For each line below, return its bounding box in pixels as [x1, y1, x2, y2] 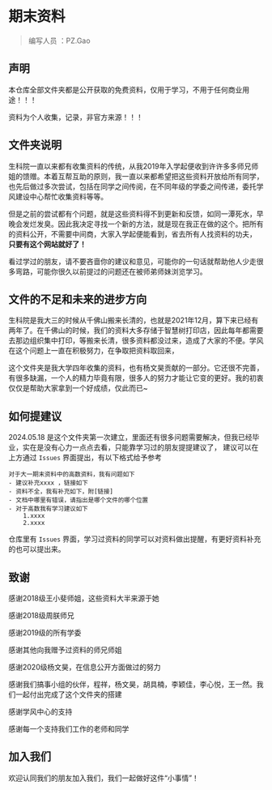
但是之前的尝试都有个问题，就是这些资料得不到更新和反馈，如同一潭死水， [8, 208, 257, 219]
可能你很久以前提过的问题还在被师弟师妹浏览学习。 [36, 267, 207, 276]
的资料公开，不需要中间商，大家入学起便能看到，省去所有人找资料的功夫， [8, 228, 257, 239]
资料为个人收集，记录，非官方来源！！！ [8, 112, 143, 122]
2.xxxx [23, 519, 45, 527]
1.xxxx [23, 512, 45, 520]
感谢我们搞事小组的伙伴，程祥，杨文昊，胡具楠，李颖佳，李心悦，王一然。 [8, 680, 257, 689]
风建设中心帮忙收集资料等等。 [8, 191, 108, 201]
